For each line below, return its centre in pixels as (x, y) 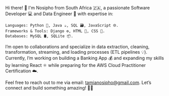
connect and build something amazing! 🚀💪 (49, 88)
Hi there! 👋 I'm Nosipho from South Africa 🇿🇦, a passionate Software (78, 8)
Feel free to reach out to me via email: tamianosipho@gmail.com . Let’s (78, 82)
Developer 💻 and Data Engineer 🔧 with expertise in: (59, 14)
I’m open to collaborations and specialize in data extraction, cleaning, (77, 47)
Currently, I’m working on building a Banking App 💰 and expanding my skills (85, 58)
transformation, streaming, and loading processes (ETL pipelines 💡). (76, 52)
